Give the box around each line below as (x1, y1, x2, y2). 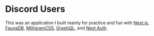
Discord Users (5, 3, 66, 15)
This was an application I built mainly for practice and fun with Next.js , (5, 20, 150, 26)
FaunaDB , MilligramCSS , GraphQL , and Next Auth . (5, 25, 108, 31)
